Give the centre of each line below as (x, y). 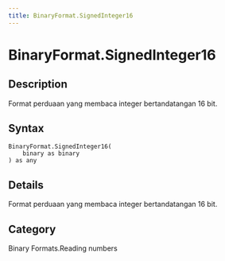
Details (26, 185)
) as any (23, 161)
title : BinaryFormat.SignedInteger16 (71, 16)
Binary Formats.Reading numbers (63, 248)
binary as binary (51, 154)
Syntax (26, 129)
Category (32, 229)
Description (38, 84)
